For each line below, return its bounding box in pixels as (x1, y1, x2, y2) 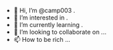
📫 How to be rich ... (13, 36, 71, 43)
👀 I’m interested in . (13, 14, 68, 22)
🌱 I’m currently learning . (13, 21, 84, 28)
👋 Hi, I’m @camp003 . (13, 7, 75, 14)
